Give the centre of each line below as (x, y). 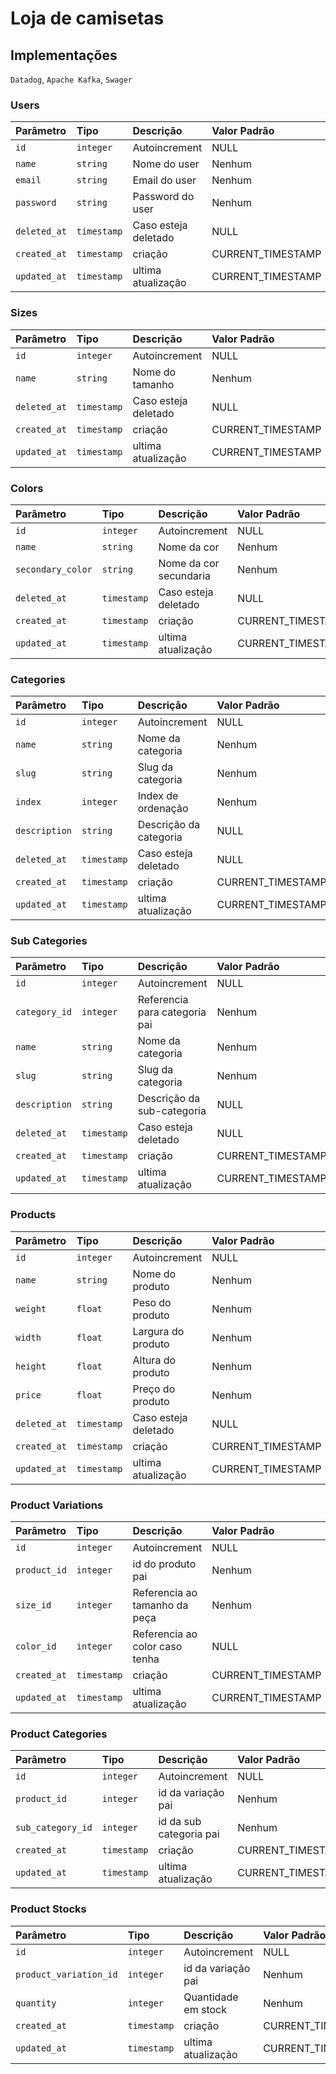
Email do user (164, 180)
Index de (158, 796)
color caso (157, 1647)
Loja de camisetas (87, 18)
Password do (163, 197)
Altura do (154, 1360)
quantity (36, 2003)
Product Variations (57, 1505)
